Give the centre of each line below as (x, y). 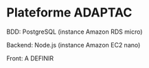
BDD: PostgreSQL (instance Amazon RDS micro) (74, 32)
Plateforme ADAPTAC (69, 13)
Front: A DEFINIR (30, 58)
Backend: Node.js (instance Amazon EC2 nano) (73, 45)
